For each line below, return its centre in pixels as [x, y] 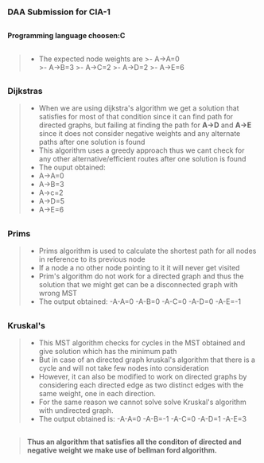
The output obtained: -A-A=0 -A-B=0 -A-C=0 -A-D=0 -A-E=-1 [140, 302]
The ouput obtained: [72, 167]
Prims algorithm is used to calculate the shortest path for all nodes [148, 251]
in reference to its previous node [92, 259]
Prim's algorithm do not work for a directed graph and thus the [141, 276]
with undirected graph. [76, 410]
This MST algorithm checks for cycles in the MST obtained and [142, 343]
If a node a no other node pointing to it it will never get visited [139, 268]
